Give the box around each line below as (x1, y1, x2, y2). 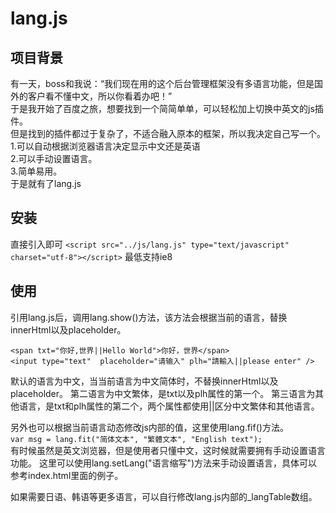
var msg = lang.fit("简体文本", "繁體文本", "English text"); (10, 434, 263, 444)
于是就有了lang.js (10, 178, 82, 189)
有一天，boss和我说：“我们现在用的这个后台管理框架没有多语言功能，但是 (10, 78, 315, 89)
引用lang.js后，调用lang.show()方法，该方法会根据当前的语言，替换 (10, 311, 288, 323)
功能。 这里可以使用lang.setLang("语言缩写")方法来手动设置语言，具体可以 (10, 457, 318, 469)
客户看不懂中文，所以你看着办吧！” (27, 90, 173, 102)
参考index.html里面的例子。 (10, 469, 124, 481)
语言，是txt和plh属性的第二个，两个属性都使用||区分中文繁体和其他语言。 (18, 400, 320, 412)
